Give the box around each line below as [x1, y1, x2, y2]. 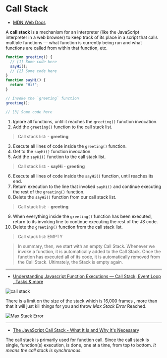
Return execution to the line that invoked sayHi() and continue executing [12, 183, 162, 189]
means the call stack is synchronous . [5, 347, 82, 353]
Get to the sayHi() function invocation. [12, 148, 92, 154]
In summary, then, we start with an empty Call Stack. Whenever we [17, 243, 155, 249]
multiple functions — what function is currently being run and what [5, 39, 142, 45]
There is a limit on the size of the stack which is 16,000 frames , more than [5, 298, 158, 304]
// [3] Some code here [5, 109, 53, 114]
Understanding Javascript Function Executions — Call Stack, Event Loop [12, 273, 162, 279]
